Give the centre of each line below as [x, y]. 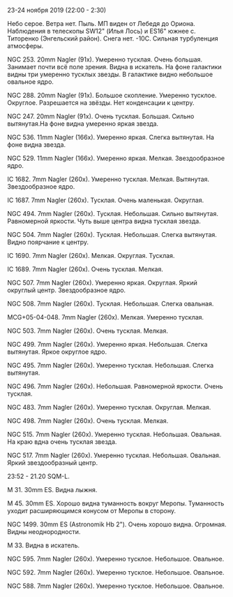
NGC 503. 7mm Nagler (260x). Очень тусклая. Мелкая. [88, 331]
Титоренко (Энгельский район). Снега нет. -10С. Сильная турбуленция [113, 38]
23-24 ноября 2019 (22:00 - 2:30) [57, 10]
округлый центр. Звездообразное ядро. [67, 290]
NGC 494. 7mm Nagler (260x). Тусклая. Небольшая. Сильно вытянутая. [113, 214]
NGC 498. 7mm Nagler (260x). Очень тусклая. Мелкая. [88, 421]
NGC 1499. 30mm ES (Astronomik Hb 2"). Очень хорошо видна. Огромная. [117, 524]
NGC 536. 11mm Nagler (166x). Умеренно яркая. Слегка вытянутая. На [111, 137]
